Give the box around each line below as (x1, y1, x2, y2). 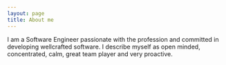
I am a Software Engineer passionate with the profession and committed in (7, 35, 219, 43)
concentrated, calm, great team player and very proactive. (7, 49, 173, 58)
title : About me (7, 16, 54, 23)
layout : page (7, 10, 45, 17)
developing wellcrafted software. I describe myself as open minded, (7, 42, 200, 51)
